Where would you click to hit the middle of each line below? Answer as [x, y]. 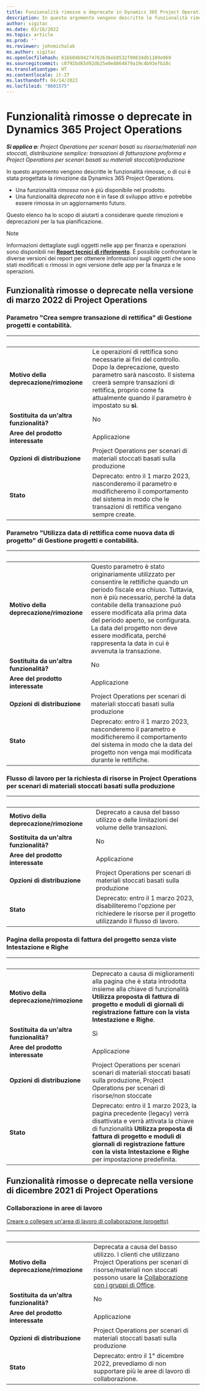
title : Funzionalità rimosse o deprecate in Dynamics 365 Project [93, 12]
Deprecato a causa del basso [138, 812]
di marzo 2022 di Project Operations [77, 300]
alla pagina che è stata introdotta [139, 981]
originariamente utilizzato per [133, 574]
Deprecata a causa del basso [135, 1247]
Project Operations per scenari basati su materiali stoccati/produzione [96, 160]
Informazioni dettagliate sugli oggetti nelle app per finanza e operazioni [96, 245]
